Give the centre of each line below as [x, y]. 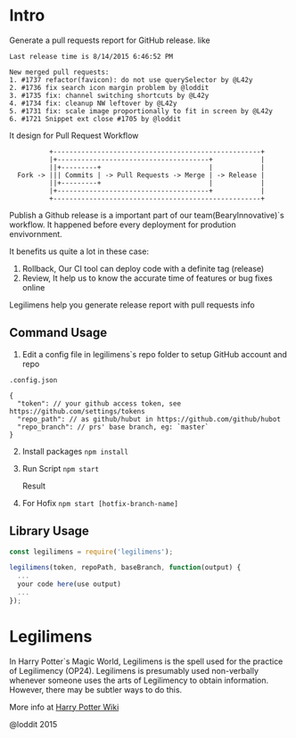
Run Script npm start [61, 468]
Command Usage [58, 333]
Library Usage [49, 531]
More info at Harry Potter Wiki [64, 707]
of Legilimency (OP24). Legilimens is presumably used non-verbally [134, 670]
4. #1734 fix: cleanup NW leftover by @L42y [93, 103]
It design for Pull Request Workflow [74, 135]
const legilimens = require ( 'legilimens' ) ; [91, 552]
